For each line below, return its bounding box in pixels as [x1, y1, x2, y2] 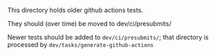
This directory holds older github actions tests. [7, 6, 144, 14]
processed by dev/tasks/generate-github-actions [7, 41, 154, 48]
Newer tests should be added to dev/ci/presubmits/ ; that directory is [7, 33, 209, 41]
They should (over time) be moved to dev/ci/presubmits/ [7, 20, 172, 27]
